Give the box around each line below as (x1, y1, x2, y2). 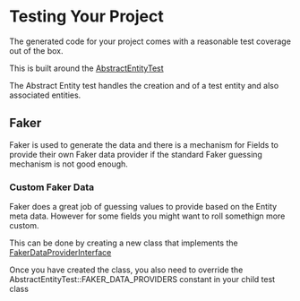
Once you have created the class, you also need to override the (9, 264, 244, 275)
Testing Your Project (9, 6, 164, 27)
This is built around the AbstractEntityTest (9, 63, 164, 73)
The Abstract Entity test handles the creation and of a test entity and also (9, 80, 279, 90)
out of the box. (9, 45, 64, 56)
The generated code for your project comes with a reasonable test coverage (9, 36, 291, 47)
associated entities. (9, 90, 81, 100)
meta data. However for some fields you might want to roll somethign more (9, 211, 286, 221)
